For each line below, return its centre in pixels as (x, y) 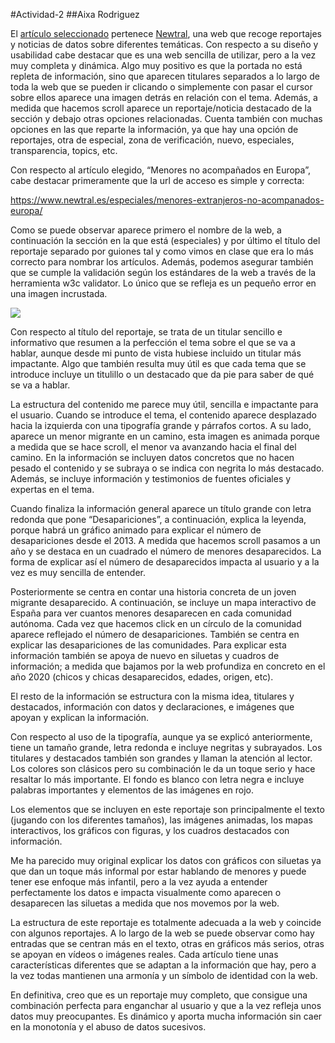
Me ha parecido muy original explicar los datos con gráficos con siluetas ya (166, 860)
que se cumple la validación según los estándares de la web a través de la (163, 272)
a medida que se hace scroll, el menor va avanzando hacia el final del (153, 447)
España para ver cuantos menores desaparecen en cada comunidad (151, 613)
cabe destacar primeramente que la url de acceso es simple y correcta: (157, 180)
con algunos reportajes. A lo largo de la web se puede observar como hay (162, 933)
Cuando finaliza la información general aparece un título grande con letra (161, 508)
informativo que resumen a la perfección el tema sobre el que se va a (153, 342)
